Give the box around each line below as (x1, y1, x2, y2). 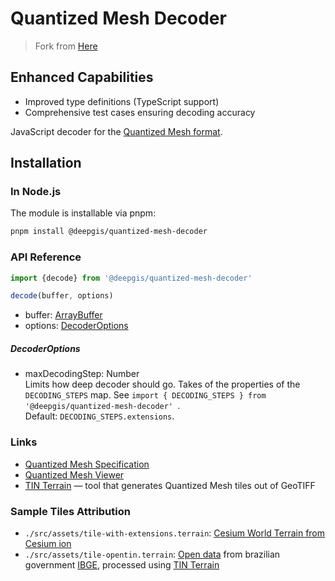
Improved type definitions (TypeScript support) (24, 95, 220, 107)
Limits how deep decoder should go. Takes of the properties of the (24, 378, 301, 391)
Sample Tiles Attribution (10, 504, 131, 518)
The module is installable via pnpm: (10, 207, 157, 219)
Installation (10, 155, 82, 172)
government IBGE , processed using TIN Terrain (24, 558, 220, 571)
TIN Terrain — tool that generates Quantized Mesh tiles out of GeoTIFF (24, 479, 316, 491)
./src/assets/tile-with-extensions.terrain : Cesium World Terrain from (24, 527, 326, 539)
